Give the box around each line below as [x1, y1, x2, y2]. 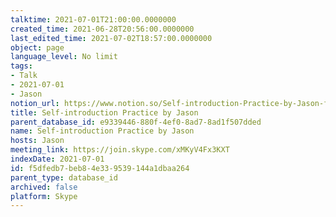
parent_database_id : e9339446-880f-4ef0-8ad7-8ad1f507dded [10, 117, 262, 127]
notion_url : [10, 98, 60, 108]
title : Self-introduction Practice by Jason [10, 107, 199, 118]
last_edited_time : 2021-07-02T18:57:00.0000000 [10, 33, 213, 43]
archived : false [10, 182, 78, 192]
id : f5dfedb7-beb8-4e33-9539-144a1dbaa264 [10, 163, 190, 173]
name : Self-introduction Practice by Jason [10, 126, 195, 136]
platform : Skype [10, 191, 78, 201]
